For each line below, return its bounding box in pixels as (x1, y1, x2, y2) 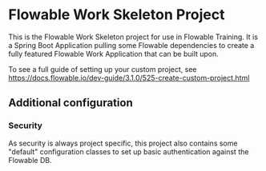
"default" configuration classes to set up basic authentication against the (8, 146, 249, 157)
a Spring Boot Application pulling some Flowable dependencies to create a (8, 40, 255, 50)
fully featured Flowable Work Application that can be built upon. (8, 49, 219, 58)
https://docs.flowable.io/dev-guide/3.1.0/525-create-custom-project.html (8, 73, 250, 82)
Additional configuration (8, 96, 134, 109)
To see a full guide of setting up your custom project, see (8, 64, 198, 74)
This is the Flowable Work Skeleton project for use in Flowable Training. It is (8, 32, 259, 42)
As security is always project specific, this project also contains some (8, 138, 238, 148)
